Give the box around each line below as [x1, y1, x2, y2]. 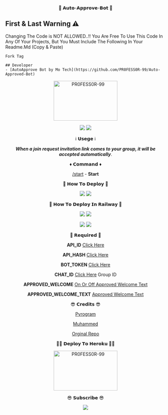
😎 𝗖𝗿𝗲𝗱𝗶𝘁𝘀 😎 [70, 301, 101, 307]
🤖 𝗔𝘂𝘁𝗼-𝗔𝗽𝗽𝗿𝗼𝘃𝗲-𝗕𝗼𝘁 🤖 [58, 5, 113, 11]
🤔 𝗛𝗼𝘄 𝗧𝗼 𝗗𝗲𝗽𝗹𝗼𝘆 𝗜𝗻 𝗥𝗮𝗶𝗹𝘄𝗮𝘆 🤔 [49, 201, 122, 207]
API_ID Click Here [67, 242, 104, 248]
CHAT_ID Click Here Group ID [54, 271, 117, 278]
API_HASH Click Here [63, 252, 108, 258]
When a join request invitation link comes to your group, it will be [15, 146, 156, 152]
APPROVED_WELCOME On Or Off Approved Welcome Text [23, 281, 148, 287]
